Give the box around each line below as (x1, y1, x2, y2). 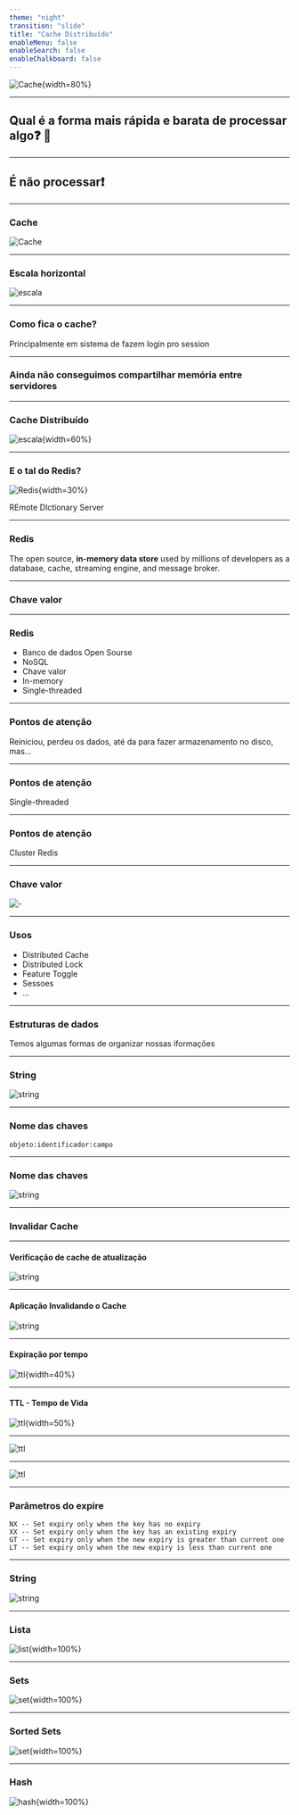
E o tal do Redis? (9, 465, 82, 478)
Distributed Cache (21, 949, 89, 960)
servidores (9, 380, 58, 393)
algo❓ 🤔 (9, 129, 52, 144)
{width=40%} (25, 1369, 76, 1379)
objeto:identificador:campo (9, 1140, 114, 1149)
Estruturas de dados (9, 1018, 100, 1030)
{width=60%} (41, 434, 92, 445)
